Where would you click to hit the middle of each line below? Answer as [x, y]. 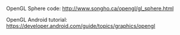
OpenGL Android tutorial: [37, 20]
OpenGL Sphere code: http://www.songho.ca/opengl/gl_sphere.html [90, 8]
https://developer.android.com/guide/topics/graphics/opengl [81, 26]
